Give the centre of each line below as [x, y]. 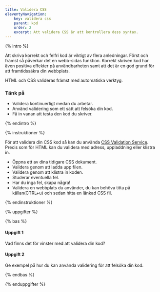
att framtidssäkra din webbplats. [37, 71]
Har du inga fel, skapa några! [41, 182]
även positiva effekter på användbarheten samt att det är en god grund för [80, 66]
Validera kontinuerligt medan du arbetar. [53, 104]
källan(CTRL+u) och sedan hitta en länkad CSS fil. [62, 193]
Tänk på [15, 93]
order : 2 [23, 28]
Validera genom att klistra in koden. [48, 172]
